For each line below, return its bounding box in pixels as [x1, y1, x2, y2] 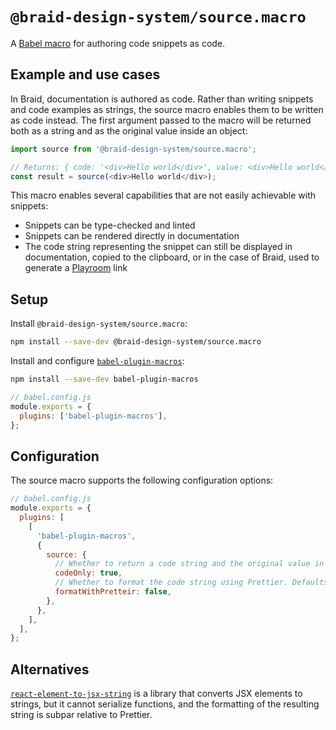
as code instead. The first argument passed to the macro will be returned [10, 114, 312, 126]
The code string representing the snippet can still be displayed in [24, 241, 293, 253]
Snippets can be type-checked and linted [24, 219, 196, 232]
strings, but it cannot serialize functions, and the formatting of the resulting [10, 698, 320, 710]
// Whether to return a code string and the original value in [54, 559, 325, 569]
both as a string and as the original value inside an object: [10, 124, 248, 137]
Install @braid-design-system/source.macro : [10, 318, 188, 330]
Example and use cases [10, 66, 161, 83]
